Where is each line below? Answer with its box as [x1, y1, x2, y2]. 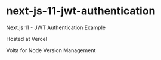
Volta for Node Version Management [6, 46, 96, 54]
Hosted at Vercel [6, 35, 48, 42]
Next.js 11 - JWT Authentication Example [6, 24, 106, 31]
